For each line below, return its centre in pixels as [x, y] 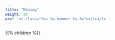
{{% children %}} [23, 33]
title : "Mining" [22, 10]
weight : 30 [16, 14]
